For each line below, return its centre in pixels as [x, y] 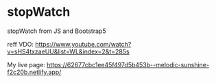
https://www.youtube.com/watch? [83, 44]
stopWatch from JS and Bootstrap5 [57, 31]
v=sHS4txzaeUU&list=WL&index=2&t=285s [68, 51]
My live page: [26, 64]
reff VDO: [21, 44]
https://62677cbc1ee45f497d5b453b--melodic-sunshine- [128, 64]
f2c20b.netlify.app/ [34, 72]
